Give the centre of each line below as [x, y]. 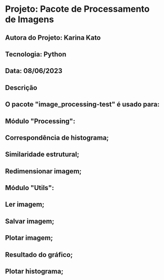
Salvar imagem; [30, 221]
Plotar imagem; [29, 238]
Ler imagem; [25, 205]
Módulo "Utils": [30, 188]
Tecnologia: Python [36, 54]
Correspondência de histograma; [57, 138]
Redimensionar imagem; [44, 171]
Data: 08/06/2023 [34, 71]
